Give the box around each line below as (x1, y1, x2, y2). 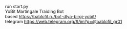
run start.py (5, 4, 28, 9)
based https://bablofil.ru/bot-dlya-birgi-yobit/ (5, 14, 97, 19)
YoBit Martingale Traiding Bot (5, 9, 64, 14)
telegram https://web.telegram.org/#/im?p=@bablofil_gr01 (5, 19, 122, 24)
